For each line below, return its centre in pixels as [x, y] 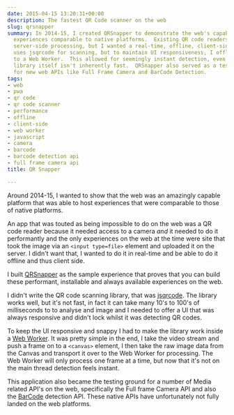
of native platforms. [35, 210]
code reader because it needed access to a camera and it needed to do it [113, 231]
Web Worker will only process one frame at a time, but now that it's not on [114, 361]
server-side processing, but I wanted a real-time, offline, [104, 46]
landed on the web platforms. [49, 403]
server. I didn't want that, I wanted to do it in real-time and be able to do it [112, 253]
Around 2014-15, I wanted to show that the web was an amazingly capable [114, 195]
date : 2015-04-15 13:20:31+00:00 [56, 14]
